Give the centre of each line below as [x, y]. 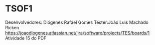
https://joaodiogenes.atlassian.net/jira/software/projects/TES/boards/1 [77, 33]
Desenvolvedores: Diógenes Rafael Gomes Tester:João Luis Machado [77, 22]
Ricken [12, 27]
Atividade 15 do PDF [26, 38]
